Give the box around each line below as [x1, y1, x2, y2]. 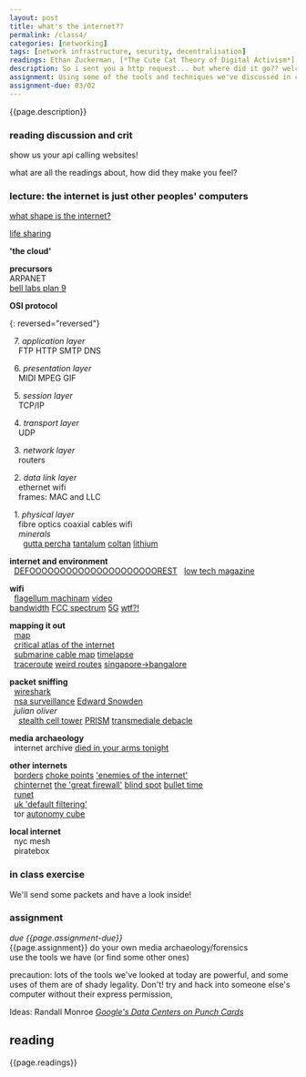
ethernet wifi [17, 482, 66, 493]
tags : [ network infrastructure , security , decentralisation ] [9, 47, 247, 56]
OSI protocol [9, 300, 58, 311]
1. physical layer [13, 509, 75, 520]
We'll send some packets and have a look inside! [9, 889, 192, 899]
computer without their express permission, [9, 989, 173, 1000]
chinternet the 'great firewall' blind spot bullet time [13, 779, 203, 790]
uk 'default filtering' [13, 798, 88, 810]
